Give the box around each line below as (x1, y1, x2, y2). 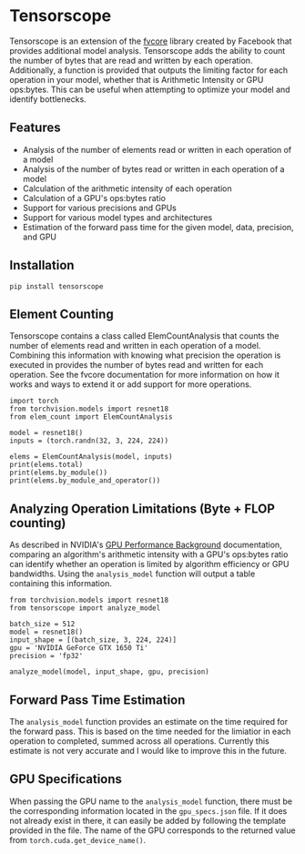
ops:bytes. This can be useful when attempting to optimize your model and (9, 84, 290, 95)
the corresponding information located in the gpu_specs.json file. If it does (9, 805, 288, 816)
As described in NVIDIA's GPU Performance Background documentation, (9, 539, 282, 551)
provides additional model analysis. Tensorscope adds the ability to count (9, 45, 286, 56)
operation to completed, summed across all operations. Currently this (9, 736, 270, 747)
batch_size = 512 (9, 620, 76, 629)
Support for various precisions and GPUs (22, 202, 178, 213)
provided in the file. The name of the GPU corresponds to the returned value (9, 825, 296, 836)
